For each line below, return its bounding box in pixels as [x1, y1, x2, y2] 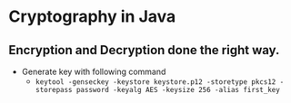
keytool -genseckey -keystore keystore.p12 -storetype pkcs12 [35, 78, 276, 87]
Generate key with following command [21, 66, 166, 77]
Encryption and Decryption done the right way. [8, 42, 280, 58]
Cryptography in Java [8, 6, 176, 27]
